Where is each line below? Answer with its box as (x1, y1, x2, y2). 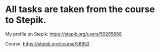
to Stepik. (5, 14, 46, 26)
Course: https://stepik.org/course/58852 (5, 40, 90, 46)
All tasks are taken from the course (5, 4, 155, 15)
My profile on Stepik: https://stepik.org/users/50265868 (5, 31, 122, 37)
